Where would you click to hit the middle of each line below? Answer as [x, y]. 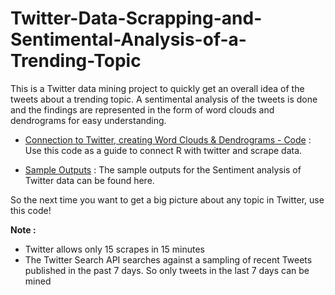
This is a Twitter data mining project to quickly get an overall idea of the [157, 88]
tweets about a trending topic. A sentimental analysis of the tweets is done [164, 99]
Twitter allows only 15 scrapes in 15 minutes [114, 249]
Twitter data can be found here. [89, 180]
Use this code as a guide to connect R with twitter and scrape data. [163, 150]
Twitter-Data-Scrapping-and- [136, 18]
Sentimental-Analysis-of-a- [128, 39]
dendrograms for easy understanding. [88, 120]
